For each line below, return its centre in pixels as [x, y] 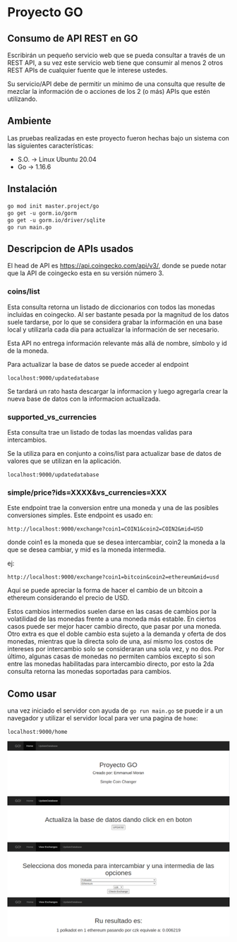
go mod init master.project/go [53, 206]
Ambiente [29, 121]
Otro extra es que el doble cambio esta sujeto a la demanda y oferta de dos [117, 634]
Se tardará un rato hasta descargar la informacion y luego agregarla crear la [117, 391]
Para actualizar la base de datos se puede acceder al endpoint [98, 364]
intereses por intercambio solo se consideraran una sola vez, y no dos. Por [116, 649]
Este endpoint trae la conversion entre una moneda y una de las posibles [113, 508]
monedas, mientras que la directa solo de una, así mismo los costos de [110, 641]
